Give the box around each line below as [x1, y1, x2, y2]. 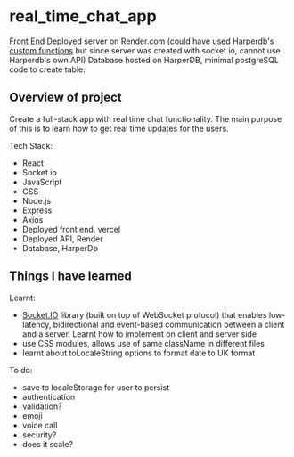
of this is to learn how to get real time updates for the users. [9, 123, 229, 134]
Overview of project [9, 90, 122, 105]
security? [21, 429, 57, 440]
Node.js [21, 195, 52, 206]
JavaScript [21, 176, 62, 187]
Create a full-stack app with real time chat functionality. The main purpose [9, 113, 282, 124]
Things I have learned [9, 269, 132, 284]
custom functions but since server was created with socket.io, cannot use [9, 45, 281, 55]
